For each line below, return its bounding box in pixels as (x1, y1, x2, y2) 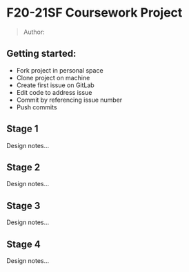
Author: (23, 28, 46, 36)
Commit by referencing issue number (16, 96, 123, 104)
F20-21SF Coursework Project (6, 5, 183, 21)
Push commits (16, 102, 57, 111)
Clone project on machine (16, 73, 90, 82)
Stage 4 (6, 238, 41, 250)
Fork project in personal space (16, 66, 104, 74)
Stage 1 (6, 123, 39, 135)
